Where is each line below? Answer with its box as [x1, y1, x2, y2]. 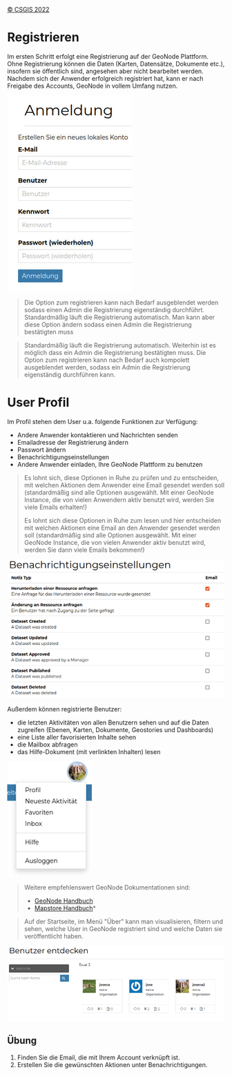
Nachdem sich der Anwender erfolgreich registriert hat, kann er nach [7, 74, 204, 82]
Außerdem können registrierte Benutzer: [7, 704, 122, 713]
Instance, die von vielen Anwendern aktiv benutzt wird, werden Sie [23, 495, 215, 503]
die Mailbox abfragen [17, 740, 78, 749]
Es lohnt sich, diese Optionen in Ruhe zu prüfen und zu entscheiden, [23, 473, 219, 481]
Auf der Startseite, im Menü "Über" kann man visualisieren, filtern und [23, 917, 223, 925]
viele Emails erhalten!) [23, 503, 88, 511]
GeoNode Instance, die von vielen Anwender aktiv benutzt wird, [23, 538, 206, 546]
